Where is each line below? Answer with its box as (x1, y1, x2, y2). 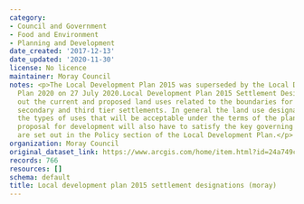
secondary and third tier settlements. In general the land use (17, 106, 265, 115)
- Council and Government (9, 22, 107, 31)
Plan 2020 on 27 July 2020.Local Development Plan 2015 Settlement (17, 88, 278, 97)
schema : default (9, 172, 71, 181)
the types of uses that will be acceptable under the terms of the (17, 114, 278, 123)
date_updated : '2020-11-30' (9, 55, 116, 64)
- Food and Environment (9, 30, 100, 39)
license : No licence (9, 64, 88, 73)
